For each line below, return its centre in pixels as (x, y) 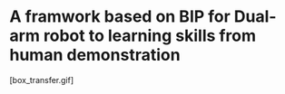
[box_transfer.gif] (42, 80)
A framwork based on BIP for (120, 17)
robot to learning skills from (150, 36)
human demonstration (95, 55)
